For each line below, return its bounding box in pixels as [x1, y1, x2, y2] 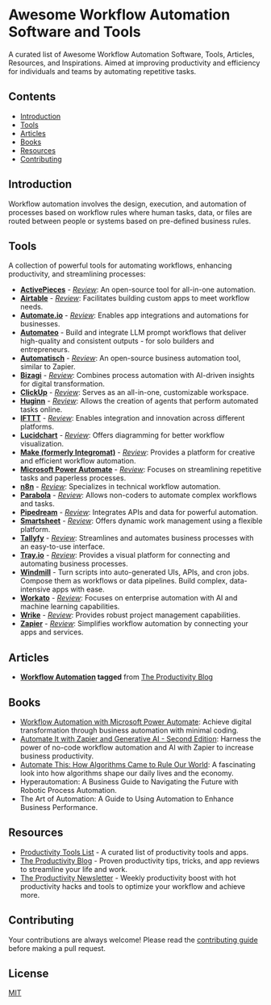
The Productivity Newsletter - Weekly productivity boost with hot [19, 873, 236, 882]
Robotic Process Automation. [19, 786, 117, 795]
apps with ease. [52, 584, 105, 594]
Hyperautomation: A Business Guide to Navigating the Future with [19, 777, 239, 787]
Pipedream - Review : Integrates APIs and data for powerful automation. [19, 508, 258, 517]
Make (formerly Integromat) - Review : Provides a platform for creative [19, 447, 256, 457]
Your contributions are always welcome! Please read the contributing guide [8, 935, 258, 945]
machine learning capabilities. [19, 602, 120, 612]
